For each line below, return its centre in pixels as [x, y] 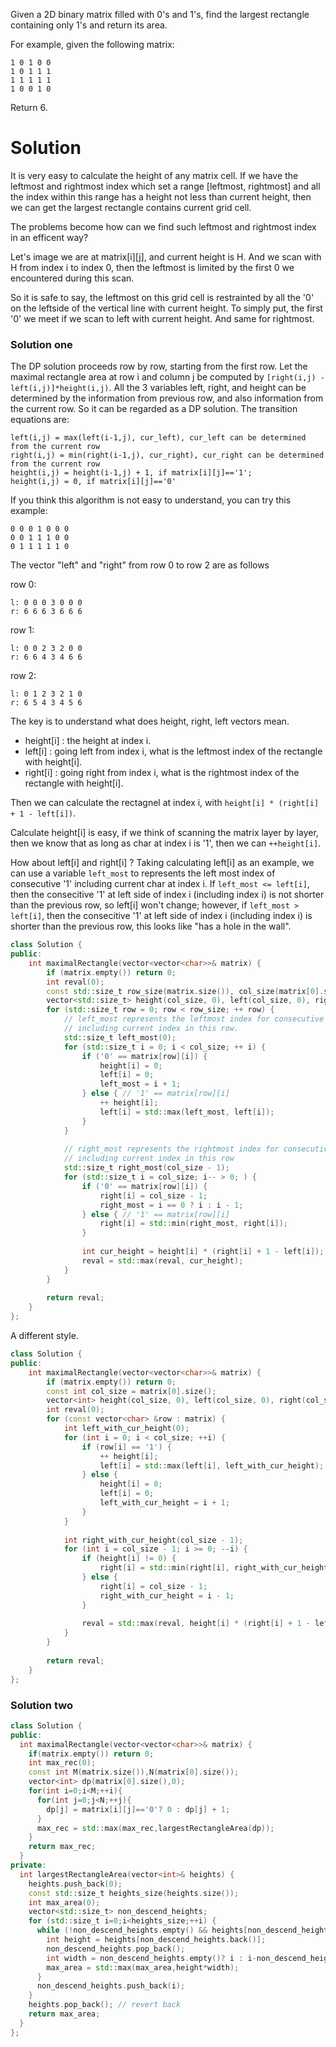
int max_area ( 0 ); [64, 1902]
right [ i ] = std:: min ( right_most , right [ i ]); [194, 1224]
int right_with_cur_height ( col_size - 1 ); [153, 1540]
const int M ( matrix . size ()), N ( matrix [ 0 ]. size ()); [134, 1772]
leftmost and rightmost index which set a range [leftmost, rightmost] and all [165, 186]
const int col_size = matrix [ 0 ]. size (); [131, 1391]
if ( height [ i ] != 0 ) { [129, 1559]
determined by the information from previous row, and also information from [167, 398]
